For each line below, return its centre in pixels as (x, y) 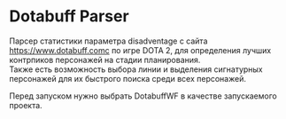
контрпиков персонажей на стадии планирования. (105, 59)
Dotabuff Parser (70, 16)
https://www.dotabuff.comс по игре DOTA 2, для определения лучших (140, 50)
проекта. (26, 105)
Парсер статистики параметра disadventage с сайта (108, 41)
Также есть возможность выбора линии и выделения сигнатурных (136, 69)
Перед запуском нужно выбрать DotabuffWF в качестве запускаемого (143, 96)
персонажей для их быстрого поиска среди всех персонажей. (128, 78)
